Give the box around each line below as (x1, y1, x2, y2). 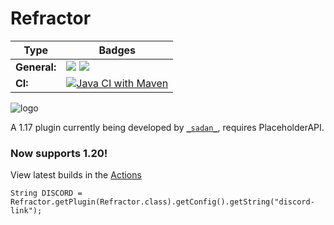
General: (15, 60, 57, 74)
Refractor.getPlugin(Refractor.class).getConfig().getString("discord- (10, 197, 315, 207)
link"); (10, 206, 43, 216)
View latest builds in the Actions (10, 169, 142, 181)
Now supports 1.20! (10, 146, 108, 160)
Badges (98, 43, 137, 57)
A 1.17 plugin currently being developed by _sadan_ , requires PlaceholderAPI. (10, 121, 325, 133)
